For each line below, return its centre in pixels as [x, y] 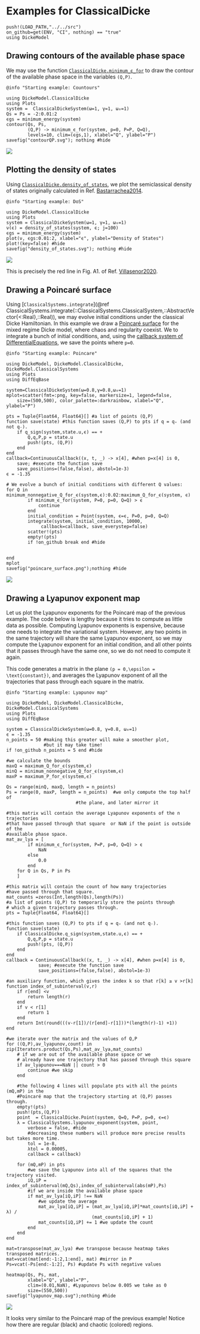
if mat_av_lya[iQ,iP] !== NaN [65, 1196]
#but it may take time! [73, 745]
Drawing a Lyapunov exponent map [73, 598]
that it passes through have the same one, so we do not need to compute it [99, 651]
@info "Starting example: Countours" [53, 88]
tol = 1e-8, [43, 1144]
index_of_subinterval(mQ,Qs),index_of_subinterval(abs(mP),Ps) [87, 1186]
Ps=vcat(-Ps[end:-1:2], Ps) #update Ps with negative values [84, 1264]
